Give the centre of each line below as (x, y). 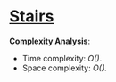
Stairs (32, 16)
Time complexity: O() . (62, 58)
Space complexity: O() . (64, 68)
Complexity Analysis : (50, 41)
